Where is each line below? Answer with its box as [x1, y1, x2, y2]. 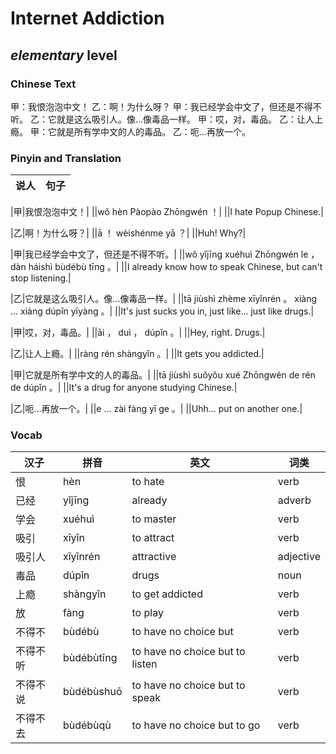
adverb [277, 493, 312, 507]
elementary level [10, 47, 118, 64]
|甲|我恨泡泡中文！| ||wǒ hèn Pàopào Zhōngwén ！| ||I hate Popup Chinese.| [10, 206, 324, 218]
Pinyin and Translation [10, 151, 122, 165]
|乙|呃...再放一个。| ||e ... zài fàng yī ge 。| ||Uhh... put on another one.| [10, 403, 303, 415]
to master [131, 512, 177, 526]
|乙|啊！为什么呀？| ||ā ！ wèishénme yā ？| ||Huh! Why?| [10, 227, 247, 239]
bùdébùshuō [62, 685, 123, 699]
